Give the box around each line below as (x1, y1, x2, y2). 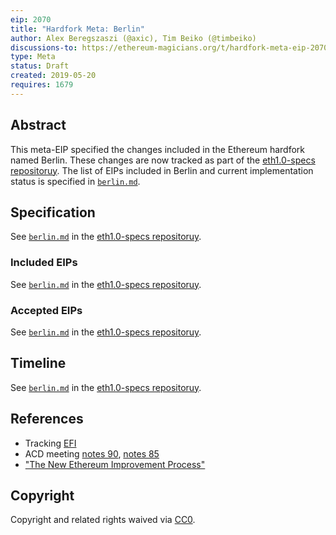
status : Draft (10, 61, 70, 71)
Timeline (10, 355, 67, 372)
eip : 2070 (10, 14, 52, 25)
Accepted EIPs (10, 303, 83, 317)
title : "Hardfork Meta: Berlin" (10, 24, 145, 34)
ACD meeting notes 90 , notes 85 (24, 447, 160, 460)
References (10, 411, 84, 428)
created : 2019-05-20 (10, 71, 97, 81)
